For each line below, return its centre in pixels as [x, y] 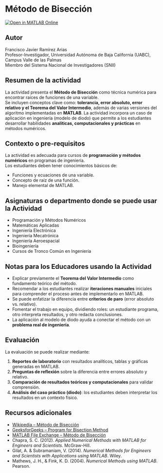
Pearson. [21, 466]
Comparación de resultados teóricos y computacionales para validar [82, 382]
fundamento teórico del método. [44, 283]
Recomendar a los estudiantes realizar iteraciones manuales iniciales [82, 289]
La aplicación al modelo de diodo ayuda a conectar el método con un [81, 320]
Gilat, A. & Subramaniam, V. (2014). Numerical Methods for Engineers [81, 450]
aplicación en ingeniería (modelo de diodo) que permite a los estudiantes [78, 118]
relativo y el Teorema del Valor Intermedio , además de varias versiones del [81, 108]
